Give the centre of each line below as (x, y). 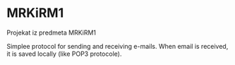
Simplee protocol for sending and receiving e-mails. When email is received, (117, 46)
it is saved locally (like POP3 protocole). (64, 54)
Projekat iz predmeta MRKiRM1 (52, 32)
